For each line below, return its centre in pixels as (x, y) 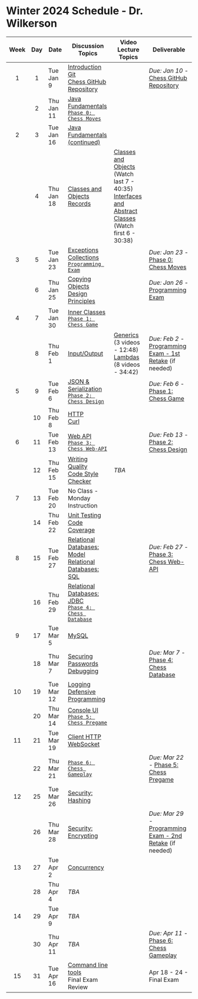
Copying (79, 279)
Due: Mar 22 (166, 757)
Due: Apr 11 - (168, 933)
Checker (79, 481)
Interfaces (128, 196)
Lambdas (127, 357)
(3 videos (127, 342)
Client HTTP (84, 737)
